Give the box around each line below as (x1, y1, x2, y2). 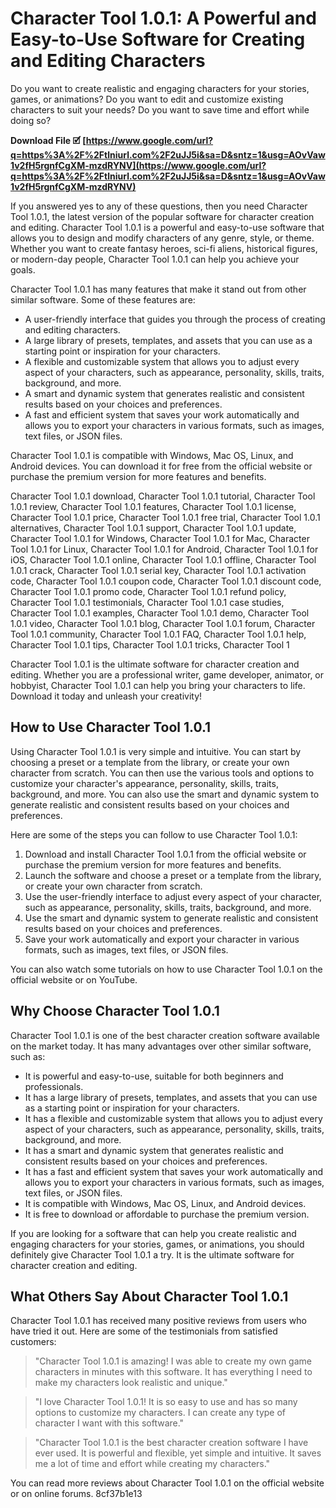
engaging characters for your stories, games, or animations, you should (10, 1238, 305, 1250)
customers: (10, 1336, 57, 1348)
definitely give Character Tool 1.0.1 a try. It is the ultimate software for (10, 1248, 295, 1261)
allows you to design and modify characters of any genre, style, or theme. (10, 232, 315, 244)
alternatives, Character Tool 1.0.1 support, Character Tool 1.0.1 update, (10, 522, 297, 534)
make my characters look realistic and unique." (34, 1377, 228, 1389)
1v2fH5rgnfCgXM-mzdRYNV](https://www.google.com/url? (10, 159, 267, 171)
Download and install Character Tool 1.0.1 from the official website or (24, 848, 307, 860)
